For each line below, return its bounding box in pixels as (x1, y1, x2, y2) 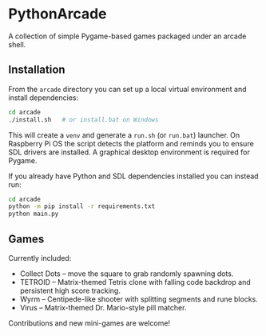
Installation (8, 63, 66, 77)
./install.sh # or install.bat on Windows (8, 115, 159, 124)
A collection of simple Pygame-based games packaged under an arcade (8, 31, 247, 41)
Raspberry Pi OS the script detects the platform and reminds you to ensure (8, 138, 254, 148)
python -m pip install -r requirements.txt (8, 202, 156, 210)
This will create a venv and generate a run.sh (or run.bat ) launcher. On (8, 130, 240, 140)
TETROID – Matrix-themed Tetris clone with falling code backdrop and (19, 277, 251, 286)
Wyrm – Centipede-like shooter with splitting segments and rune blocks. (19, 294, 258, 304)
